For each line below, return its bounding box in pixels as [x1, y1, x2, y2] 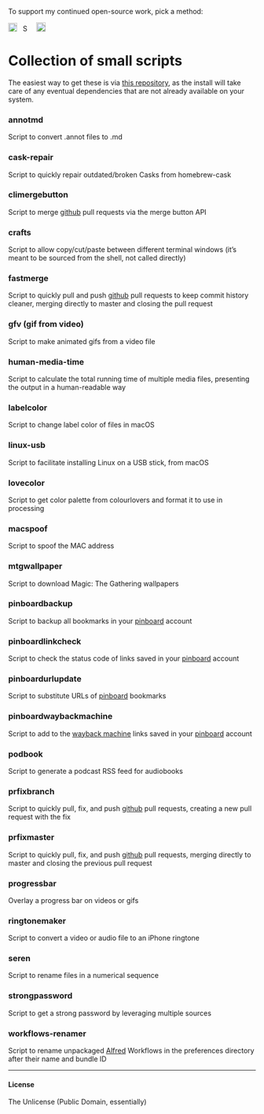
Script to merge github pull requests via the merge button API [8, 207, 207, 217]
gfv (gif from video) [8, 319, 84, 330]
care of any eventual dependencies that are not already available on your [8, 86, 245, 95]
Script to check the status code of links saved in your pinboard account [8, 653, 240, 664]
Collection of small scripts [8, 52, 183, 70]
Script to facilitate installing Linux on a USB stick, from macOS [8, 457, 210, 467]
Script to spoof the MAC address [8, 541, 115, 550]
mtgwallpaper [8, 561, 63, 572]
